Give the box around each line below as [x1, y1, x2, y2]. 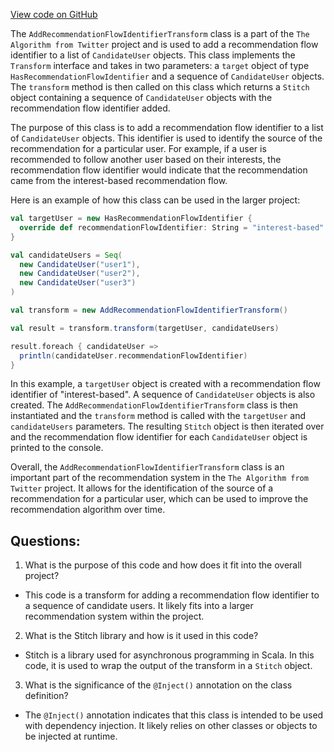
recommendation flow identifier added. [10, 102, 171, 114]
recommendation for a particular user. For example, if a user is [10, 143, 267, 154]
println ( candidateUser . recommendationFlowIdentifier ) [19, 350, 248, 361]
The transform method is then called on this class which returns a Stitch [10, 81, 310, 93]
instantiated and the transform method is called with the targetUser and [10, 410, 306, 422]
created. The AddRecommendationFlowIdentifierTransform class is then [10, 399, 299, 411]
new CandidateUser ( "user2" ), [19, 269, 141, 279]
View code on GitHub [10, 9, 98, 20]
